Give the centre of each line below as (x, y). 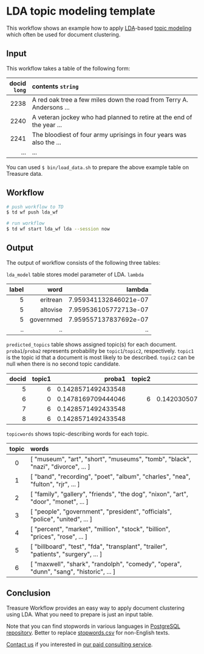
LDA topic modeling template (81, 11)
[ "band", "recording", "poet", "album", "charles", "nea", (110, 476)
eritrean (51, 299)
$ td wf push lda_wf (32, 212)
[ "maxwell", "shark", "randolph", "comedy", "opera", (106, 564)
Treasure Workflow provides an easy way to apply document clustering (96, 608)
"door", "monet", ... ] (59, 501)
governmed (46, 319)
